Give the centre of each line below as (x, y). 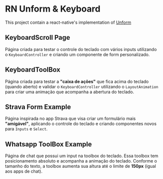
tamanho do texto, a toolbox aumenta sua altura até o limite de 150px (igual (81, 166)
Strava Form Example (38, 107)
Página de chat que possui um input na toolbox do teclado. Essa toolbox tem (82, 156)
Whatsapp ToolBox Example (49, 144)
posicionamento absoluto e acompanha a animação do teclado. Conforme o (81, 161)
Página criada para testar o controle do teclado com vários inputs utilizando (81, 49)
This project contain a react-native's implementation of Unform (68, 22)
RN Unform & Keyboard (53, 9)
